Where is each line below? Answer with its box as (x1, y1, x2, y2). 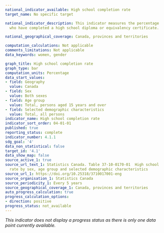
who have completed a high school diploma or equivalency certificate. (9, 25, 160, 30)
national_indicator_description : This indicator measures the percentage (5, 21, 160, 26)
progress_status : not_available (5, 203, 71, 208)
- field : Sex (5, 89, 32, 94)
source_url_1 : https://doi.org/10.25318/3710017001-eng (5, 171, 122, 176)
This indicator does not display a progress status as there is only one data (5, 217, 156, 223)
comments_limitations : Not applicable (5, 48, 84, 53)
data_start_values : (5, 75, 45, 80)
